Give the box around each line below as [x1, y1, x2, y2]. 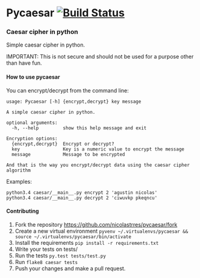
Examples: [6, 178, 32, 185]
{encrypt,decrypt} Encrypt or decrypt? [11, 141, 114, 147]
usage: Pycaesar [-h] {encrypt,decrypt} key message [6, 99, 142, 105]
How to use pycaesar [6, 73, 60, 81]
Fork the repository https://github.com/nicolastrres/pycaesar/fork [14, 221, 178, 228]
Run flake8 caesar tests [14, 258, 78, 265]
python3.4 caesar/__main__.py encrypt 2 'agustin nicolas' [6, 189, 158, 196]
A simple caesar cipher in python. [6, 109, 96, 115]
